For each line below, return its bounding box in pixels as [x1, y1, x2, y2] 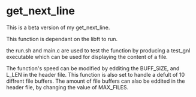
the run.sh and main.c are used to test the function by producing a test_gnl [6, 46, 191, 54]
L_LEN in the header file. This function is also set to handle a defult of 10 [6, 71, 185, 78]
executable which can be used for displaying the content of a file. [6, 53, 168, 60]
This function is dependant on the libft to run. [6, 35, 118, 42]
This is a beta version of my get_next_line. [6, 24, 110, 31]
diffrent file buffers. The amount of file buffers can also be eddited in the [6, 77, 185, 85]
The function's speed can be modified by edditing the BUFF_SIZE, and [6, 64, 180, 72]
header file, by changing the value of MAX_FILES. [6, 83, 129, 90]
